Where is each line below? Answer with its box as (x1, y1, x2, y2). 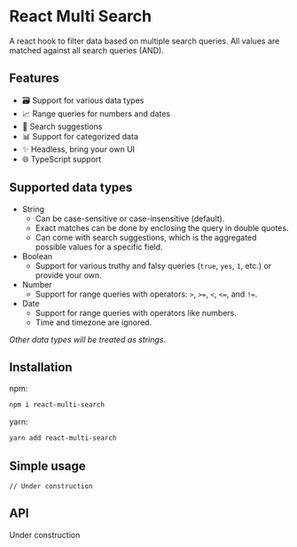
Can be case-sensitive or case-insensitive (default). (35, 213, 225, 224)
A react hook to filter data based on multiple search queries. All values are (9, 36, 280, 46)
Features (9, 71, 59, 86)
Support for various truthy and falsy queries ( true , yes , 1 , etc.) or (35, 260, 272, 271)
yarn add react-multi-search (9, 433, 117, 443)
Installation (9, 360, 73, 375)
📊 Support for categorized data (21, 131, 139, 141)
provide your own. (35, 269, 102, 281)
